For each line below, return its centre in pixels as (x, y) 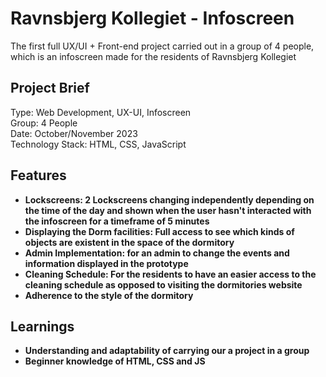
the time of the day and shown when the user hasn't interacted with (168, 210)
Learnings (42, 326)
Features (38, 175)
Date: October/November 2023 (74, 133)
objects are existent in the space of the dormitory (129, 242)
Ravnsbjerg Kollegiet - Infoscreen (152, 18)
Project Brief (50, 88)
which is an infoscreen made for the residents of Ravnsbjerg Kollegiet (153, 56)
